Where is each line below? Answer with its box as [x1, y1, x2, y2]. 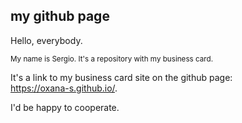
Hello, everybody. [10, 34, 83, 46]
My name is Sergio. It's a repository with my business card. [10, 54, 213, 64]
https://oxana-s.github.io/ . [10, 82, 118, 94]
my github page [10, 8, 110, 25]
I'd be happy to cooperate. [10, 101, 120, 113]
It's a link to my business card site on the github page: [10, 71, 233, 83]
